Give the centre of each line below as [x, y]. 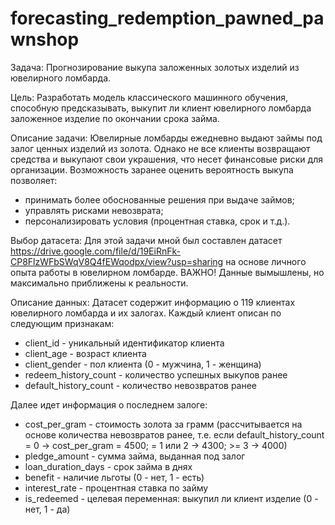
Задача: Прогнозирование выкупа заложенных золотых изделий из [155, 67]
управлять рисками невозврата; [94, 210]
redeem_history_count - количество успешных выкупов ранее [156, 374]
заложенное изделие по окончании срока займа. [115, 118]
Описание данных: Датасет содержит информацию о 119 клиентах [153, 302]
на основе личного [266, 261]
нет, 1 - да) [47, 509]
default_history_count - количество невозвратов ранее [141, 385]
